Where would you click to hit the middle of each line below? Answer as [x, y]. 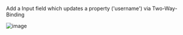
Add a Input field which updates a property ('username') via [79, 8]
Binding [15, 15]
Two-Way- [165, 8]
